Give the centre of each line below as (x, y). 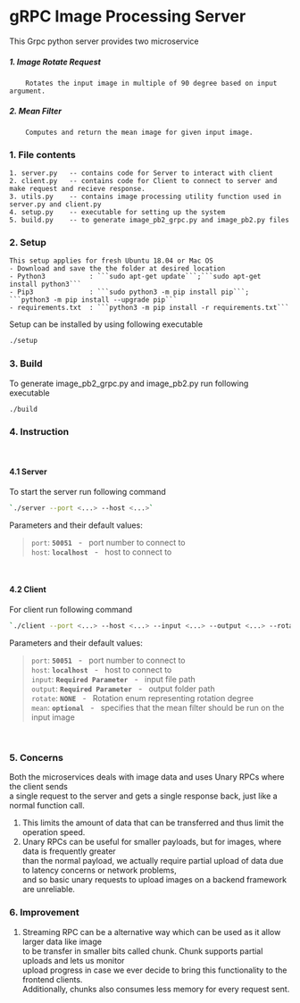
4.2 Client (28, 589)
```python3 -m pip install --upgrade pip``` (93, 300)
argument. (28, 91)
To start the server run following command (88, 492)
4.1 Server (28, 472)
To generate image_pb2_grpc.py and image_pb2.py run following (129, 383)
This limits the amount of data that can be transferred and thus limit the (153, 823)
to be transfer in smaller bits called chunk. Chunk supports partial (142, 951)
